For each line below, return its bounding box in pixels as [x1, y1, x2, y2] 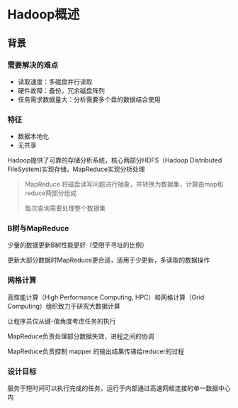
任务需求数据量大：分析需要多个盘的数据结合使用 [17, 95, 161, 104]
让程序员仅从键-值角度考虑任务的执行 [7, 316, 116, 325]
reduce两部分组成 [24, 189, 77, 197]
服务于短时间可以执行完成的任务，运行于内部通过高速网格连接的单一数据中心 [7, 384, 231, 392]
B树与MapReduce [7, 224, 69, 233]
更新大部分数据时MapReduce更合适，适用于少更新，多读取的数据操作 [7, 256, 210, 265]
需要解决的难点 [7, 60, 59, 70]
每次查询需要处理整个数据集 [24, 204, 106, 213]
